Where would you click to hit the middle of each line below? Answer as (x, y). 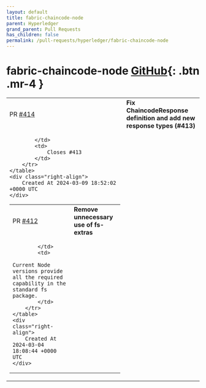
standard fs (30, 289)
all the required (38, 277)
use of (83, 225)
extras (83, 232)
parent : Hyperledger (33, 23)
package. (25, 296)
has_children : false (33, 35)
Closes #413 (64, 152)
